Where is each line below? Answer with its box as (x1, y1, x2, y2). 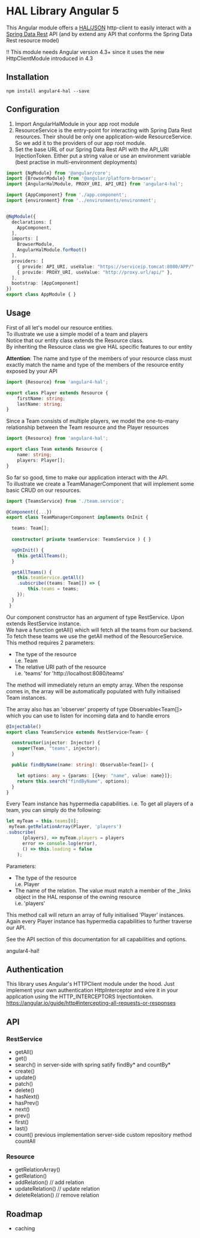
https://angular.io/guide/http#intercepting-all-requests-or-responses (6, 1000, 176, 1007)
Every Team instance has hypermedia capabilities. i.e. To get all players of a (6, 800, 193, 807)
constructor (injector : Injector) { (11, 740, 101, 746)
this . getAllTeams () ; (17, 552, 68, 558)
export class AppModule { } (6, 292, 77, 298)
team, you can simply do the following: (6, 807, 102, 814)
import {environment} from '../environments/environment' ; (6, 198, 157, 204)
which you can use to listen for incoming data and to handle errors (6, 712, 170, 719)
